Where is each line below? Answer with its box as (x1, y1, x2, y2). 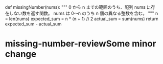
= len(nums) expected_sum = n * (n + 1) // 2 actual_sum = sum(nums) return (5, 16, 159, 21)
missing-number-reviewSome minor (5, 38, 157, 49)
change (5, 48, 37, 60)
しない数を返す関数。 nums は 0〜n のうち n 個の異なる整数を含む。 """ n (9, 10, 158, 16)
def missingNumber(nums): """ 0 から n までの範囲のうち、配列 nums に (5, 4, 151, 10)
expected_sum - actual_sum (5, 21, 62, 27)
